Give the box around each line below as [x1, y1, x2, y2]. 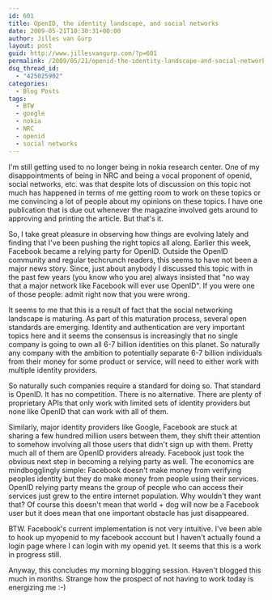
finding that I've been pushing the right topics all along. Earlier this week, [8, 238, 252, 247]
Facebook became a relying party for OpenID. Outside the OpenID [8, 246, 228, 256]
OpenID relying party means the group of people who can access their [8, 482, 244, 492]
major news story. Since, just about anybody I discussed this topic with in [8, 264, 253, 273]
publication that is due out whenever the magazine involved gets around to [8, 205, 257, 214]
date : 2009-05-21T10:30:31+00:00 [8, 27, 121, 35]
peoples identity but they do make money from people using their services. [8, 474, 259, 484]
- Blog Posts [15, 87, 60, 95]
